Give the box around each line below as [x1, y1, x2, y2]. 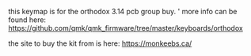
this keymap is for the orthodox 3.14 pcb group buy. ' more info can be [8, 7, 238, 16]
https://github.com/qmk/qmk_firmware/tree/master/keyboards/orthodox [8, 24, 243, 32]
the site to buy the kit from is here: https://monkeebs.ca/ [8, 39, 192, 48]
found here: [8, 15, 46, 24]
